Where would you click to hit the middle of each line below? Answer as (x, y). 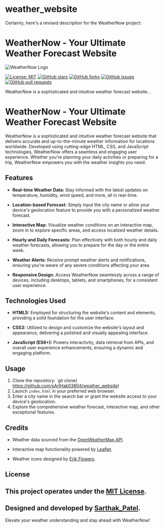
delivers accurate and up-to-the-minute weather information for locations (80, 141)
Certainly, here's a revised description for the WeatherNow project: (73, 23)
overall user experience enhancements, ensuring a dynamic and (78, 348)
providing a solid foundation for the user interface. (63, 318)
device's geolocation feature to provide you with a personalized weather (86, 210)
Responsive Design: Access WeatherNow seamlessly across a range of (86, 275)
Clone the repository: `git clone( (45, 381)
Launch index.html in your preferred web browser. (63, 391)
